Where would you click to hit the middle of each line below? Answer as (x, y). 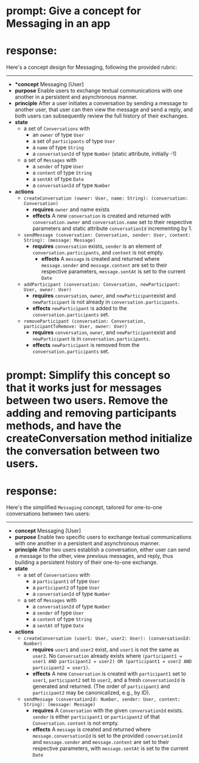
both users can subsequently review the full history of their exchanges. (101, 116)
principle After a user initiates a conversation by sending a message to (101, 103)
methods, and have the (64, 426)
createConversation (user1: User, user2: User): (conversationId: (107, 639)
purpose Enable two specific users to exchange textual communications (103, 537)
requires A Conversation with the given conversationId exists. (108, 711)
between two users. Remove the (87, 401)
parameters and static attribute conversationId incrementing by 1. (112, 228)
